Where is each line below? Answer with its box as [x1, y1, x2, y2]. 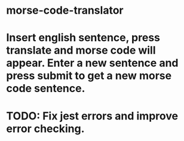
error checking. [6, 122, 85, 135]
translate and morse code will [6, 44, 157, 57]
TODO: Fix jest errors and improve [6, 109, 178, 122]
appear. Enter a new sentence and [6, 56, 179, 70]
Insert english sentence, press [6, 31, 160, 45]
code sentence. [6, 82, 85, 96]
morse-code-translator [6, 4, 124, 17]
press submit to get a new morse [6, 69, 172, 82]
